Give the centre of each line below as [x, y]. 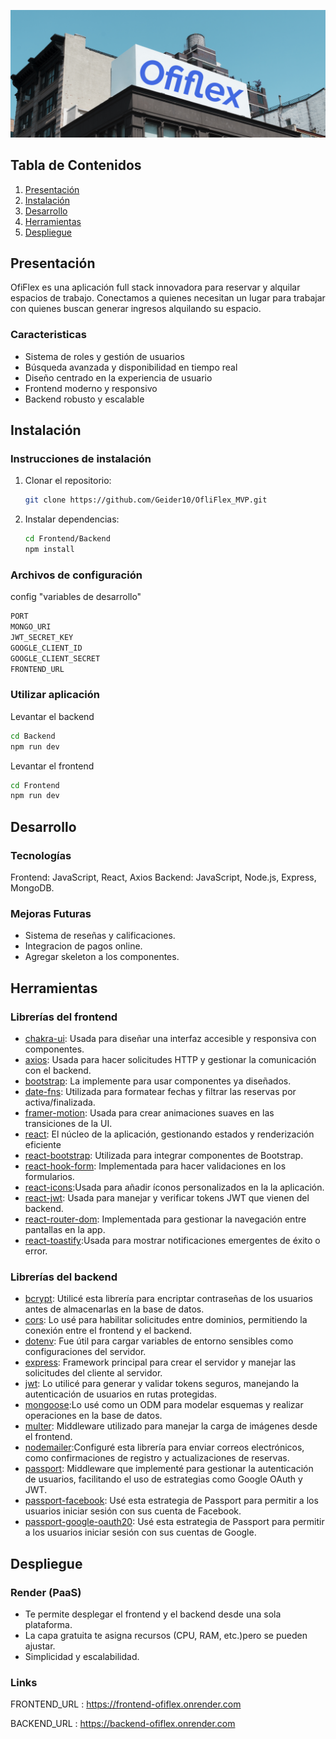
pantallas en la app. [65, 1230]
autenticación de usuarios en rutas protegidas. [120, 1394]
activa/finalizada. [60, 1102]
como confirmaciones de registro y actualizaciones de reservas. [157, 1458]
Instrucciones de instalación [81, 458]
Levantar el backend [52, 716]
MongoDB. [32, 888]
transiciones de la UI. [68, 1124]
